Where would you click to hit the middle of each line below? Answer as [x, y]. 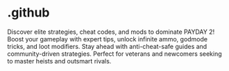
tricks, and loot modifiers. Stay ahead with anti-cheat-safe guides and [107, 46]
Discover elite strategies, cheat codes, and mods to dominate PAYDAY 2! [111, 32]
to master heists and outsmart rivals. [59, 61]
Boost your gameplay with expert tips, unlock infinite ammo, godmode [108, 39]
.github [28, 13]
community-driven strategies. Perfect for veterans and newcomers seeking [114, 54]
